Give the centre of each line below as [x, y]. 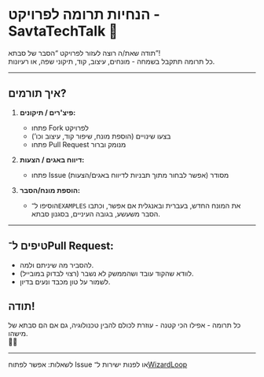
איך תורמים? [37, 93]
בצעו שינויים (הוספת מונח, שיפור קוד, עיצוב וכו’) [101, 136]
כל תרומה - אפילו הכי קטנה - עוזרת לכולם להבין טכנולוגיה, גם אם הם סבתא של [125, 325]
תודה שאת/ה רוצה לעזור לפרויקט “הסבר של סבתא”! [84, 53]
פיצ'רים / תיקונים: [48, 113]
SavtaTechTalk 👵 [63, 31]
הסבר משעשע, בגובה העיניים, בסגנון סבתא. [96, 213]
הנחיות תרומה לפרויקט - [84, 15]
